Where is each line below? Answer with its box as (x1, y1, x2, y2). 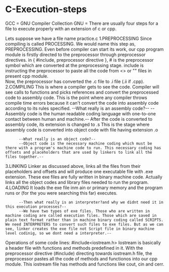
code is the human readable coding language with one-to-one (27, 110, 156, 117)
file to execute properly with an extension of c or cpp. (5, 25, 117, 31)
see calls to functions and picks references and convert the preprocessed (5, 89, 159, 95)
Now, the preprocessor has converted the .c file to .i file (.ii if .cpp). (5, 78, 145, 84)
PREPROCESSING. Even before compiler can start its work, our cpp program (5, 46, 164, 52)
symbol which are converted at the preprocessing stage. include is (5, 62, 144, 68)
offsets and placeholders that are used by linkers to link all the (5, 150, 152, 155)
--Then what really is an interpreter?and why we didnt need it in (18, 200, 164, 205)
